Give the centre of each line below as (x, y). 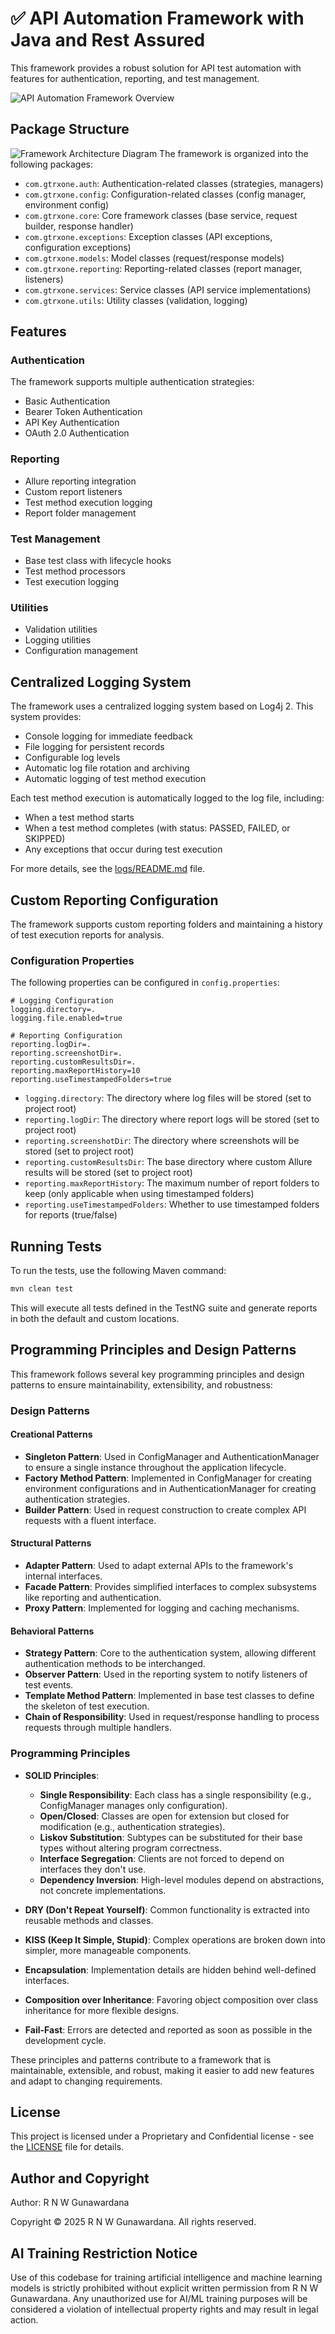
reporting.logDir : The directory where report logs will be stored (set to (172, 1119)
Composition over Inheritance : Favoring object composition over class (171, 1999)
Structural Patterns (51, 1543)
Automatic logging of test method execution (115, 779)
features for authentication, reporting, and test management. (135, 78)
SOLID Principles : (62, 1775)
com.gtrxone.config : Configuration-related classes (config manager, (165, 194)
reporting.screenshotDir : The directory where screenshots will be (162, 1141)
